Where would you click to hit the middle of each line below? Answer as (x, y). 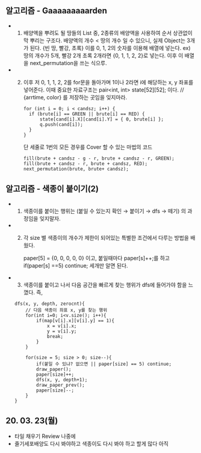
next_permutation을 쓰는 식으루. (68, 63)
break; (55, 336)
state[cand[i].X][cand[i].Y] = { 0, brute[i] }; (101, 119)
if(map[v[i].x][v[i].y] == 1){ (76, 320)
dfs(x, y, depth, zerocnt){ (49, 304)
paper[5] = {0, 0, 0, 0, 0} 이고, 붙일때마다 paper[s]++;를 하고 (96, 258)
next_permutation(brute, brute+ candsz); (76, 169)
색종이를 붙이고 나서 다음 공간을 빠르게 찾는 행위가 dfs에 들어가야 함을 (105, 284)
